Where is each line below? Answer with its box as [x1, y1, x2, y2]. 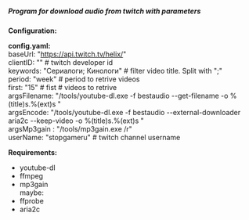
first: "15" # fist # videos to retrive [8, 82, 117, 92]
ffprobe [19, 196, 45, 205]
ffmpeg [19, 171, 44, 180]
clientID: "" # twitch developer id [8, 57, 114, 67]
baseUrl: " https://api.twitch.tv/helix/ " [8, 49, 127, 59]
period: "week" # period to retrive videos [8, 74, 140, 84]
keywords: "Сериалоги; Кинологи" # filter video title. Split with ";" [8, 66, 223, 75]
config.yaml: [8, 41, 51, 50]
